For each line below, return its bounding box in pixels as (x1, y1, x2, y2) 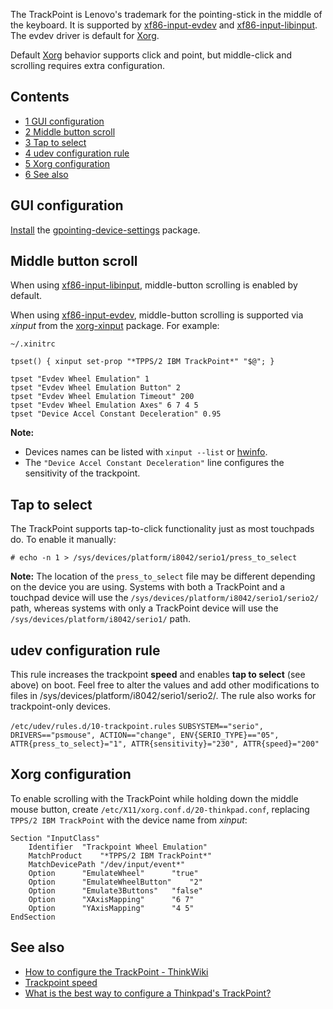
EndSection (10, 912, 56, 922)
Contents (10, 89, 70, 106)
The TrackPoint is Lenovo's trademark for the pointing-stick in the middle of (10, 9, 323, 20)
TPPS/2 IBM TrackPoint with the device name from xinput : (10, 814, 248, 826)
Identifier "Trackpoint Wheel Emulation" (28, 842, 208, 852)
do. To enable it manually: (10, 534, 117, 546)
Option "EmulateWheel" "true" (28, 868, 199, 878)
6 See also (24, 168, 69, 180)
